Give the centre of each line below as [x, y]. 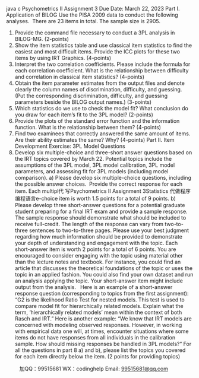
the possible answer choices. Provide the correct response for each [99, 184]
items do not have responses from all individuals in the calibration [95, 337]
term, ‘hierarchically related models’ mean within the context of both [98, 312]
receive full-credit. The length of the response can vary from [89, 224]
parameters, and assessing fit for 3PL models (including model [91, 171]
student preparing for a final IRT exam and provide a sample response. [101, 211]
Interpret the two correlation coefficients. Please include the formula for [102, 64]
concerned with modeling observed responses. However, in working [98, 325]
